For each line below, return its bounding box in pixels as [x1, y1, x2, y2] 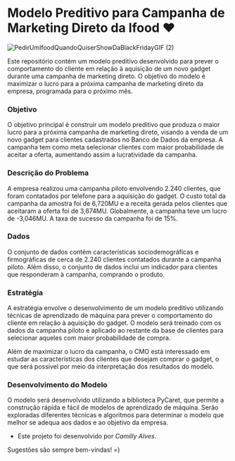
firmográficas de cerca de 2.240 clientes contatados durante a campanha [7, 255, 222, 264]
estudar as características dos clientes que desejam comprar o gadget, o [7, 355, 220, 364]
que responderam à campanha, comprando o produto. [7, 270, 165, 278]
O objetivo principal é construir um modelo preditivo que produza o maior [7, 121, 220, 129]
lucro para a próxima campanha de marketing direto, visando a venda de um [7, 128, 229, 137]
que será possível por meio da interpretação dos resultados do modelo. [7, 362, 215, 371]
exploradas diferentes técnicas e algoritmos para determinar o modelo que [7, 411, 224, 419]
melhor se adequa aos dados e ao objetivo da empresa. [7, 418, 169, 427]
